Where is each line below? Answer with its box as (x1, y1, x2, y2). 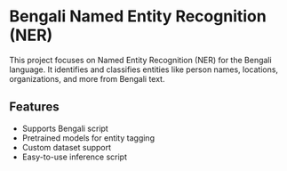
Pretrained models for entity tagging (21, 132, 155, 143)
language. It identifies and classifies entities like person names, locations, (9, 64, 278, 75)
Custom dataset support (21, 142, 112, 152)
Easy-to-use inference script (21, 151, 127, 162)
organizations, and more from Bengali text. (9, 73, 165, 84)
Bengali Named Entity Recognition (9, 6, 267, 27)
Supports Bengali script (21, 123, 108, 134)
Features (9, 100, 60, 115)
